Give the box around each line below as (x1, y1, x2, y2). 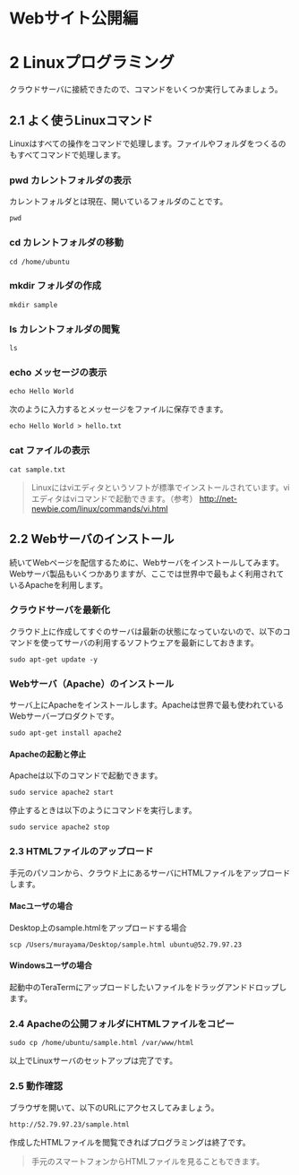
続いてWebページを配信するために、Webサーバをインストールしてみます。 (9, 557, 285, 567)
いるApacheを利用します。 (9, 579, 108, 590)
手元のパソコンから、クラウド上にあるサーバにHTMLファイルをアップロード (9, 867, 291, 878)
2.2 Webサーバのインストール (9, 531, 175, 547)
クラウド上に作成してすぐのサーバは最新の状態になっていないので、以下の (9, 626, 284, 636)
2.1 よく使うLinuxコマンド (9, 113, 154, 128)
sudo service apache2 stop (9, 823, 110, 832)
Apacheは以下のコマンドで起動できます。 (9, 770, 163, 781)
